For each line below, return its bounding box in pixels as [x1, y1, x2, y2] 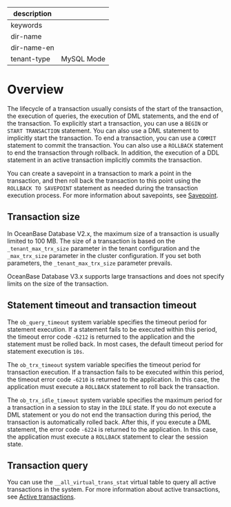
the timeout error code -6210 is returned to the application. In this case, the [7, 375, 221, 384]
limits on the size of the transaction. [7, 279, 109, 288]
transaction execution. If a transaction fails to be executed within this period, [7, 368, 225, 376]
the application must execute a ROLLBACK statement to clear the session [7, 433, 208, 441]
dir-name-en [10, 43, 55, 52]
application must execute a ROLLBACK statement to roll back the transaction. [7, 382, 219, 390]
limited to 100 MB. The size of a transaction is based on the [7, 237, 176, 245]
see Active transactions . [7, 493, 76, 501]
